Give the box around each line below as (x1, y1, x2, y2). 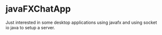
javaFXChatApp (5, 3, 71, 15)
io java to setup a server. (5, 24, 55, 30)
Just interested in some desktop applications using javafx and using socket (5, 19, 157, 25)
